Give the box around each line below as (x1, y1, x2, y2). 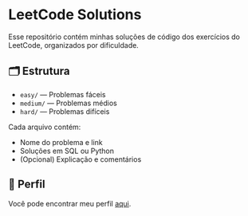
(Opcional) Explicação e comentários (19, 154, 142, 164)
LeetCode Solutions (8, 6, 142, 24)
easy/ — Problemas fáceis (19, 89, 106, 99)
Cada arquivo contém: (8, 122, 81, 132)
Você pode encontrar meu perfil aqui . (8, 198, 132, 208)
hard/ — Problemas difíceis (19, 106, 110, 116)
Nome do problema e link (19, 137, 104, 147)
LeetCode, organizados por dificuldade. (8, 40, 140, 49)
